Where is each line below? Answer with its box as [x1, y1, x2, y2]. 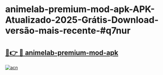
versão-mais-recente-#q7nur [5, 25, 131, 36]
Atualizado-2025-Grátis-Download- [5, 14, 159, 26]
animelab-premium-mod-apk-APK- [5, 4, 155, 15]
